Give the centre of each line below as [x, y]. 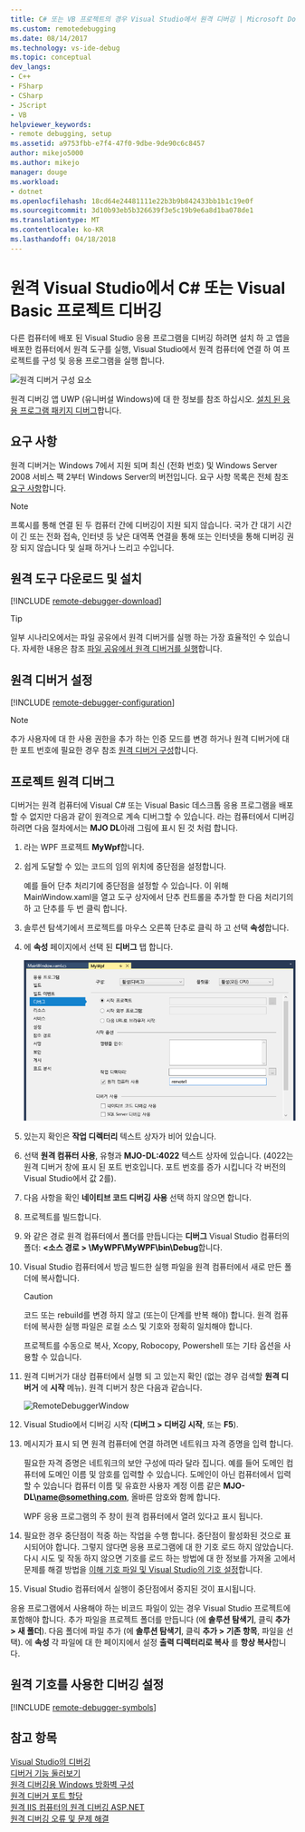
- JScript [29, 105]
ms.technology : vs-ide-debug [65, 48]
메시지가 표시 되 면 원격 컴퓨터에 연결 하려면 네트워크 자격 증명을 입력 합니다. [158, 1444]
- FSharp [27, 86]
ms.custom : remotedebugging [63, 29]
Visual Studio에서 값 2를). [70, 1179]
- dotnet [27, 191]
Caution [38, 1297]
